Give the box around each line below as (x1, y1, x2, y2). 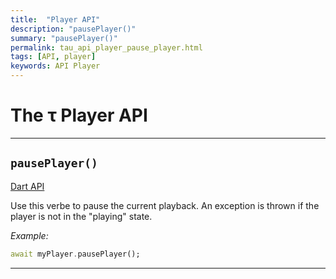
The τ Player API (10, 104, 148, 127)
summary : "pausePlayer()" (10, 33, 118, 43)
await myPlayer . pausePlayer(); (10, 249, 141, 259)
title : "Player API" (10, 14, 101, 25)
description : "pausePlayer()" (10, 24, 137, 34)
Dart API (10, 180, 45, 192)
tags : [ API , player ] (10, 52, 97, 62)
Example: (10, 229, 49, 241)
